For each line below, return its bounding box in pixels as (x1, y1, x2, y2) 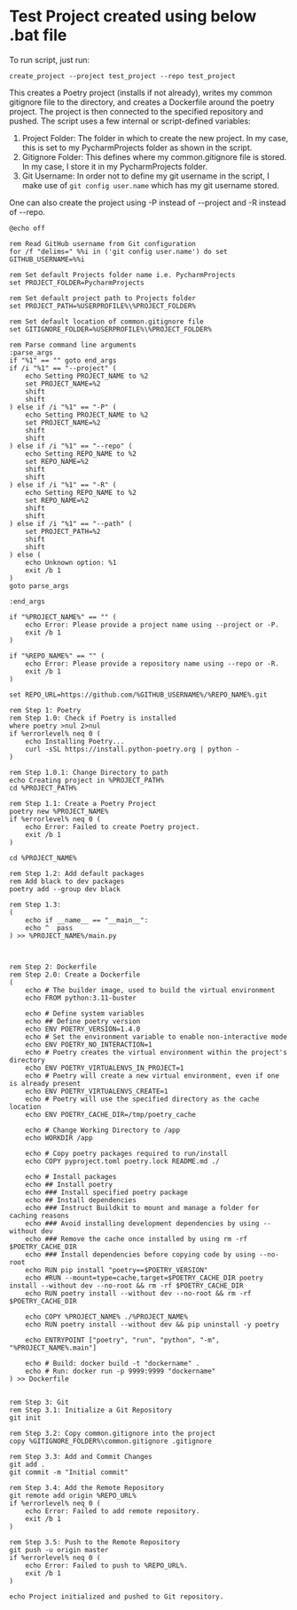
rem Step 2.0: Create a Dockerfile (9, 970, 141, 979)
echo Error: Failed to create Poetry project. (25, 822, 200, 832)
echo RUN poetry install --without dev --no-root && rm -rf (25, 1288, 252, 1298)
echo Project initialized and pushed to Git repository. (9, 1592, 224, 1601)
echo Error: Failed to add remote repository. (25, 1506, 200, 1516)
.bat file (9, 25, 67, 45)
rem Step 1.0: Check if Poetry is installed (9, 713, 176, 722)
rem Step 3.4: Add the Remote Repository (9, 1483, 165, 1492)
